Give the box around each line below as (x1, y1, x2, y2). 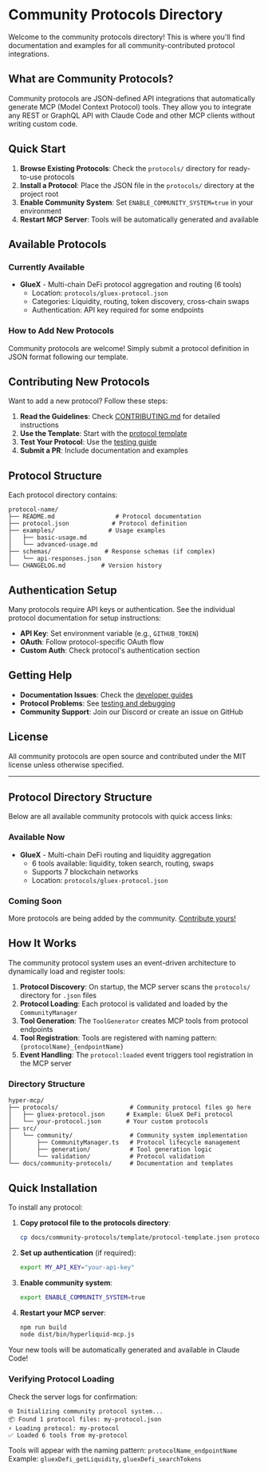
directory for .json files (19, 990, 97, 1000)
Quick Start (8, 142, 66, 156)
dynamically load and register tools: (8, 966, 126, 976)
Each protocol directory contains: (8, 490, 118, 500)
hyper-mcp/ (8, 1097, 45, 1105)
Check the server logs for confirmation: (8, 1392, 138, 1401)
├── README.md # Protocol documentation (8, 513, 202, 521)
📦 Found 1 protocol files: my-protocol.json (8, 1415, 162, 1423)
